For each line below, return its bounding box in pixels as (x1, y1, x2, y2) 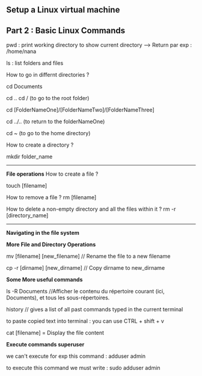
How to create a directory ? (6, 141, 74, 148)
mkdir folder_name (6, 153, 53, 161)
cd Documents (6, 83, 43, 90)
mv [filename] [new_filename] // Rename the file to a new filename (6, 253, 171, 260)
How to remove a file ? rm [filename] (6, 194, 97, 201)
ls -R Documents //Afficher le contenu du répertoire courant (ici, (6, 288, 165, 295)
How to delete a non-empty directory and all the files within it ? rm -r (6, 205, 176, 213)
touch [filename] (6, 182, 47, 190)
